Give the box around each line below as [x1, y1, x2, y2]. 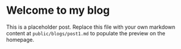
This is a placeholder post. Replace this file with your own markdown [6, 23, 176, 30]
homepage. [6, 36, 35, 43]
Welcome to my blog [6, 4, 110, 17]
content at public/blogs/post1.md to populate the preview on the [6, 29, 165, 36]
